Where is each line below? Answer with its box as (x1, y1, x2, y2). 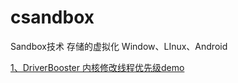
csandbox (10, 6, 95, 29)
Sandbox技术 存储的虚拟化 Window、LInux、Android (10, 40, 228, 52)
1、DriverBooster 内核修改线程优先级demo (10, 61, 185, 73)
